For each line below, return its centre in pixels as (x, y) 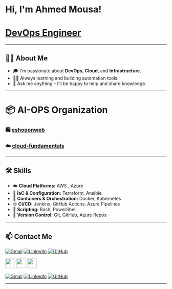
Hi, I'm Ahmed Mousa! (53, 9)
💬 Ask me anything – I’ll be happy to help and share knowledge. (80, 84)
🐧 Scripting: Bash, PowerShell (45, 210)
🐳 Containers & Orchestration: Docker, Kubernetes (67, 199)
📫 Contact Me (29, 236)
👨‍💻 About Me (27, 58)
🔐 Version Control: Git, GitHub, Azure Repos (60, 215)
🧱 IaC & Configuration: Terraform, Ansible (57, 193)
